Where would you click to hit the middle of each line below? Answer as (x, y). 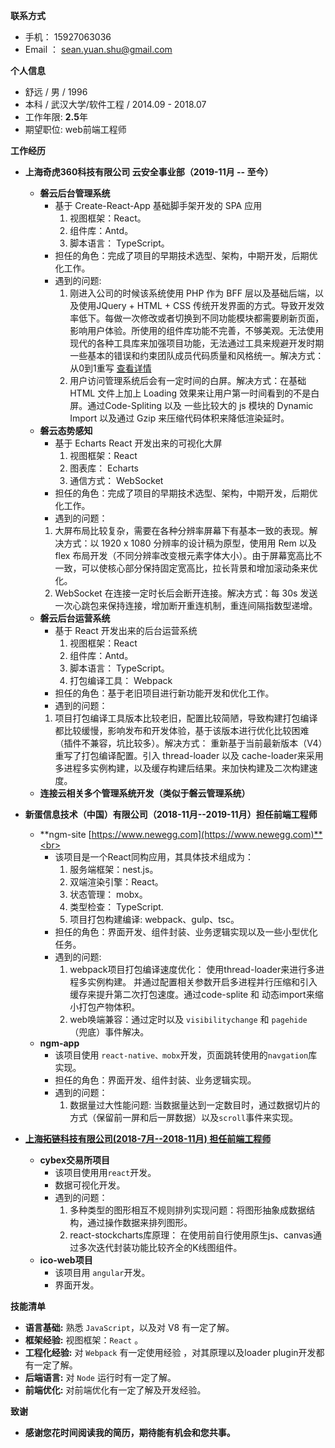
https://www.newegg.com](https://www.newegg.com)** (207, 834)
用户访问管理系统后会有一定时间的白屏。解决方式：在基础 (188, 380)
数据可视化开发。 (90, 1185)
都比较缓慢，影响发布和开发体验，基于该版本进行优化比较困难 (182, 730)
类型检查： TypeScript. (116, 907)
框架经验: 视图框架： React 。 (84, 1340)
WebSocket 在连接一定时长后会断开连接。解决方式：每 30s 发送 (186, 593)
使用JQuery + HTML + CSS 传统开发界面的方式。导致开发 (197, 305)
